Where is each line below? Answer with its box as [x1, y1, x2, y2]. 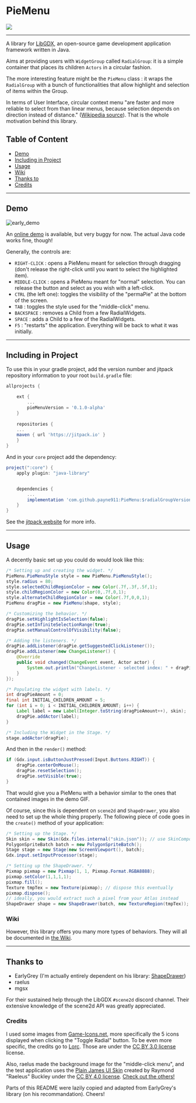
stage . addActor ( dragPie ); [6, 735, 69, 741]
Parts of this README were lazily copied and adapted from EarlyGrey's [6, 1084, 176, 1091]
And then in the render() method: [6, 745, 86, 753]
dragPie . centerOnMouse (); [16, 762, 80, 768]
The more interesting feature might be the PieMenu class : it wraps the [6, 75, 173, 82]
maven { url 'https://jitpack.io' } [16, 432, 106, 438]
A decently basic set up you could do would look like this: [6, 556, 144, 563]
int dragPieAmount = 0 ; [6, 692, 64, 698]
